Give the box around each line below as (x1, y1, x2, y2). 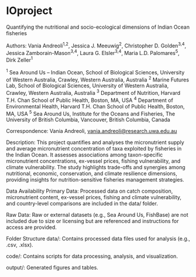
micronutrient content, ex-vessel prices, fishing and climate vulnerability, (6, 194, 182, 201)
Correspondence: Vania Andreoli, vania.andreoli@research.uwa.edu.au (6, 128, 177, 135)
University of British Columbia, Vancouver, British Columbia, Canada (6, 116, 171, 124)
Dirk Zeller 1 (6, 56, 33, 63)
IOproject (6, 4, 53, 18)
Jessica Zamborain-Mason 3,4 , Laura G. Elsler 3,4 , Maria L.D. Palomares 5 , (6, 48, 180, 56)
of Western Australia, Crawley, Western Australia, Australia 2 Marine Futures (6, 75, 189, 83)
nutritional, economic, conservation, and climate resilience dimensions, (6, 170, 177, 177)
